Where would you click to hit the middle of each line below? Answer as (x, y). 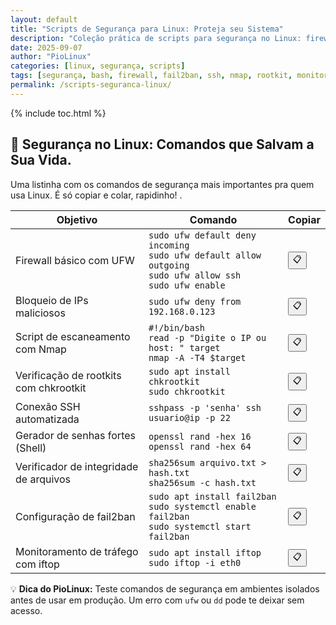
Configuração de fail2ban (75, 516)
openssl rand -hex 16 (200, 436)
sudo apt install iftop (205, 552)
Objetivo (77, 219)
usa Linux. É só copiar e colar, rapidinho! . (96, 195)
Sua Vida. (41, 160)
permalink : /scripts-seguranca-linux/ (91, 85)
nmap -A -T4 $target (197, 357)
